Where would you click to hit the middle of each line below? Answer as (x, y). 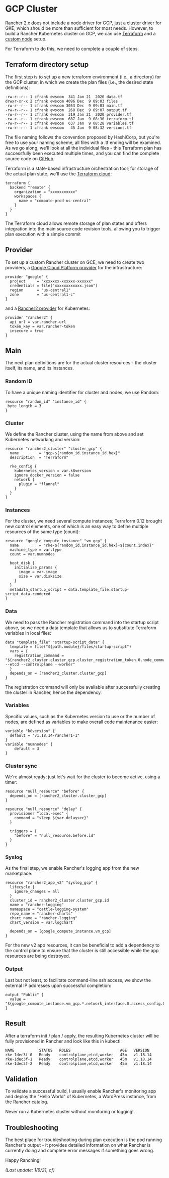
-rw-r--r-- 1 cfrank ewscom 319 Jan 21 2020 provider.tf (68, 114)
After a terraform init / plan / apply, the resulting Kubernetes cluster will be (82, 1035)
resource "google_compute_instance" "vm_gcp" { (56, 541)
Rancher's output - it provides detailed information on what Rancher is (78, 1145)
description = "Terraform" (39, 457)
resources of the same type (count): (43, 532)
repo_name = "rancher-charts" (41, 914)
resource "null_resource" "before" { (45, 791)
